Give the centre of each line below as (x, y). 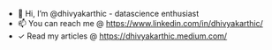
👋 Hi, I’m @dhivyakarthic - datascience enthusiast (108, 14)
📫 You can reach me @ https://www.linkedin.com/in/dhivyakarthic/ (140, 23)
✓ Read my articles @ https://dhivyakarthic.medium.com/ (122, 36)
